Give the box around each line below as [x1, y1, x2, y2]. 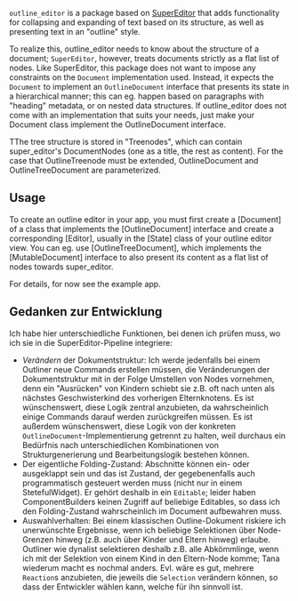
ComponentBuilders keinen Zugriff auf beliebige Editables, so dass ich [21, 496, 280, 507]
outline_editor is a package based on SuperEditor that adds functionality [9, 8, 280, 18]
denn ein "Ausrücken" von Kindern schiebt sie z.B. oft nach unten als [21, 382, 276, 394]
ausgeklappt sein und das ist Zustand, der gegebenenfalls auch [21, 468, 255, 478]
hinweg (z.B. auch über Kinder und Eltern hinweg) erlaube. [55, 533, 271, 545]
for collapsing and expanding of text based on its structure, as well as [9, 17, 264, 28]
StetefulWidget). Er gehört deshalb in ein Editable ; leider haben [21, 486, 256, 497]
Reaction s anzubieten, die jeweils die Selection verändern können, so [21, 572, 278, 582]
